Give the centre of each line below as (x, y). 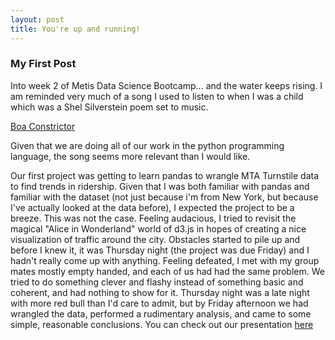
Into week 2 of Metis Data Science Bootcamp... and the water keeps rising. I (166, 85)
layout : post (37, 19)
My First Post (43, 64)
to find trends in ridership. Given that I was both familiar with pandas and (160, 186)
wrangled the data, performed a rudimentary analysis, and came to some (161, 313)
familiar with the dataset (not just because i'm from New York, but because (164, 197)
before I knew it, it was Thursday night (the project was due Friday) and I (160, 250)
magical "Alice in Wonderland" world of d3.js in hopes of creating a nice (158, 228)
